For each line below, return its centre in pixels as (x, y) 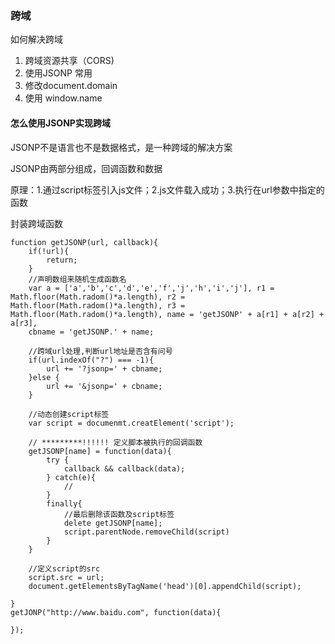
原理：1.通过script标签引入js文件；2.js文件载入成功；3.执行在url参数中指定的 (167, 189)
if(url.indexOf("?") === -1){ (91, 360)
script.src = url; (66, 577)
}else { (44, 377)
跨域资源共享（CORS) (69, 61)
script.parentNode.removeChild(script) (146, 532)
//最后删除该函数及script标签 (119, 514)
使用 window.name (63, 98)
